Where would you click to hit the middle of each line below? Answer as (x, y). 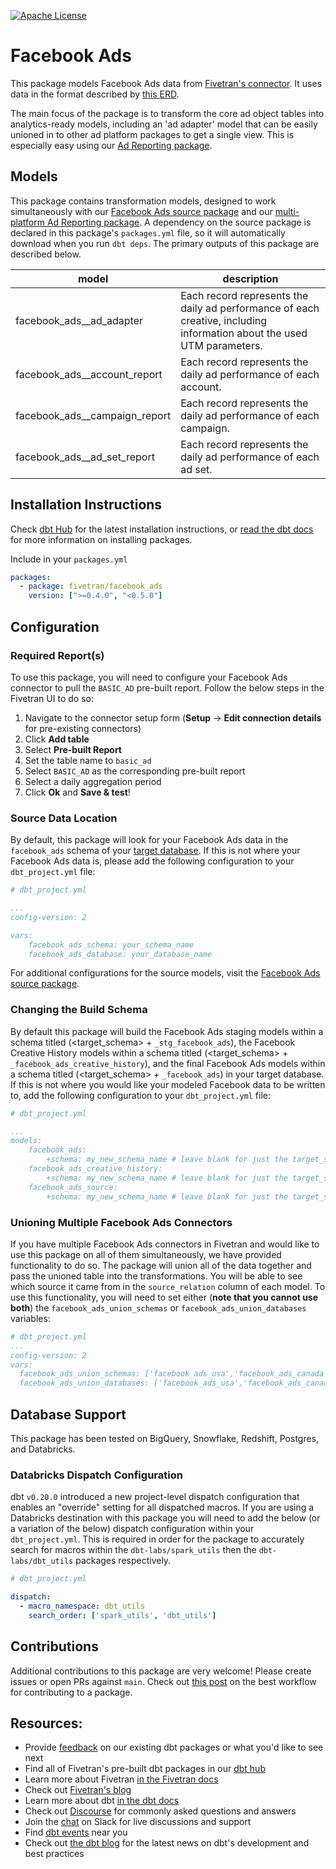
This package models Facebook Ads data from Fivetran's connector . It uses (166, 83)
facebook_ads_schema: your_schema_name (111, 945)
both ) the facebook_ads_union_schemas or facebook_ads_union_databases (158, 1307)
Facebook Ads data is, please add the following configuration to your (152, 861)
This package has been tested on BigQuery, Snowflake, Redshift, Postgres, (165, 1438)
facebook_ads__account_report (89, 374)
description (250, 278)
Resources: (46, 1723)
